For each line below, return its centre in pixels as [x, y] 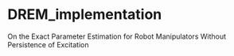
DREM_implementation [85, 15]
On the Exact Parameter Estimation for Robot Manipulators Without [117, 36]
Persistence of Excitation [48, 44]
